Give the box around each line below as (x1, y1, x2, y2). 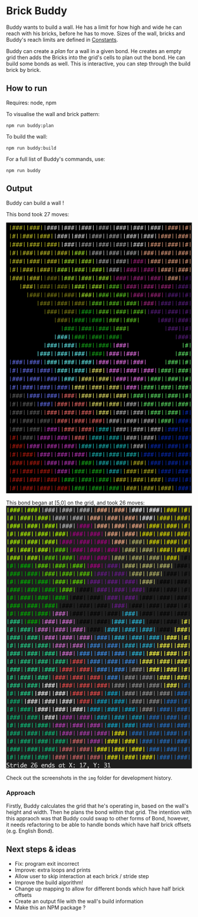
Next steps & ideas (6, 845, 77, 855)
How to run (6, 84, 48, 94)
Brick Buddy (6, 4, 68, 18)
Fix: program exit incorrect (14, 860, 80, 867)
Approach (6, 789, 35, 797)
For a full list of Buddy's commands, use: (6, 155, 105, 163)
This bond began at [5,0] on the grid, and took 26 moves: (6, 499, 145, 506)
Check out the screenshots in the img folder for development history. (6, 774, 173, 781)
